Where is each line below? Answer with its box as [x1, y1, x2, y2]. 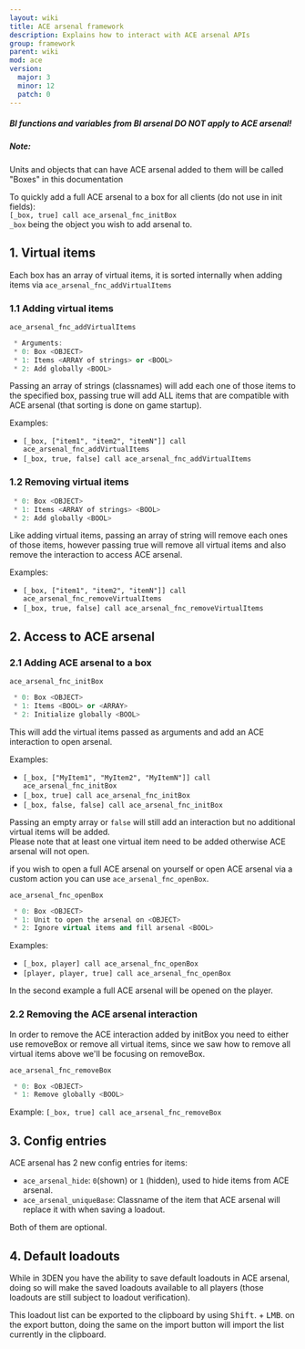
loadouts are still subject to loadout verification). [9, 1291, 191, 1302]
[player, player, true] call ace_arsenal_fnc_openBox [22, 969, 231, 978]
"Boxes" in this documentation [9, 173, 124, 184]
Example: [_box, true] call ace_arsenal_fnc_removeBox [9, 1106, 222, 1118]
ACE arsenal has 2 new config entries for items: [9, 1157, 188, 1168]
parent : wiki [9, 47, 59, 57]
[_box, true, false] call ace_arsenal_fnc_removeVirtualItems [22, 604, 264, 613]
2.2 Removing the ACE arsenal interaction [9, 1008, 198, 1020]
